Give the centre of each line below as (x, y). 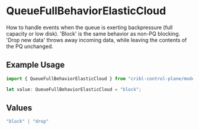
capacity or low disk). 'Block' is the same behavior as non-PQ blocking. (93, 33)
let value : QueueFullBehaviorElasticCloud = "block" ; (74, 89)
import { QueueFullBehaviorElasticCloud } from (66, 78)
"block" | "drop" (28, 122)
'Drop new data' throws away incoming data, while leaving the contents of (97, 40)
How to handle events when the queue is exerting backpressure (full (89, 27)
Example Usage (36, 65)
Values (19, 108)
